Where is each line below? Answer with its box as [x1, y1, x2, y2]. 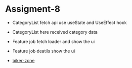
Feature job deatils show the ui [12, 48, 75, 54]
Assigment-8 [5, 3, 61, 15]
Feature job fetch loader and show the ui [12, 38, 95, 45]
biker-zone [12, 57, 35, 63]
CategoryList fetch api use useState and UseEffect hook [12, 20, 127, 25]
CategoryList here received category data [12, 29, 98, 35]
